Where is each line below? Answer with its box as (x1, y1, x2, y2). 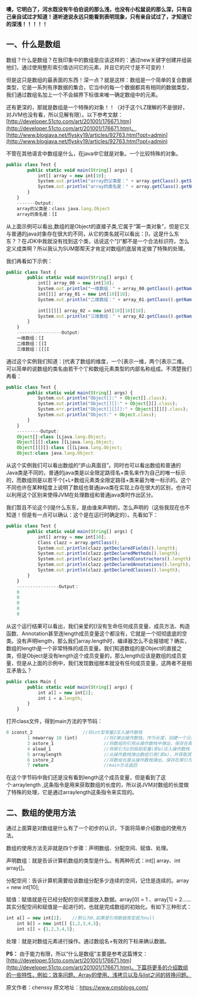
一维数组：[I (16, 335, 44, 341)
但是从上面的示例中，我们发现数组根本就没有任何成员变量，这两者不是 (16, 659, 187, 666)
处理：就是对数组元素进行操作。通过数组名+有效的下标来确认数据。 (6, 937, 170, 944)
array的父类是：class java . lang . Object (16, 205, 110, 212)
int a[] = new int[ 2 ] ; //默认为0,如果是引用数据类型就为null (6, 915, 155, 921)
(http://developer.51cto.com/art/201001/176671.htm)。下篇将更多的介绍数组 (6, 964, 189, 971)
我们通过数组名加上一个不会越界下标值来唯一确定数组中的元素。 (6, 91, 161, 98)
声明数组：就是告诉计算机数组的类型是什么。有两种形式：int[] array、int (6, 857, 181, 864)
